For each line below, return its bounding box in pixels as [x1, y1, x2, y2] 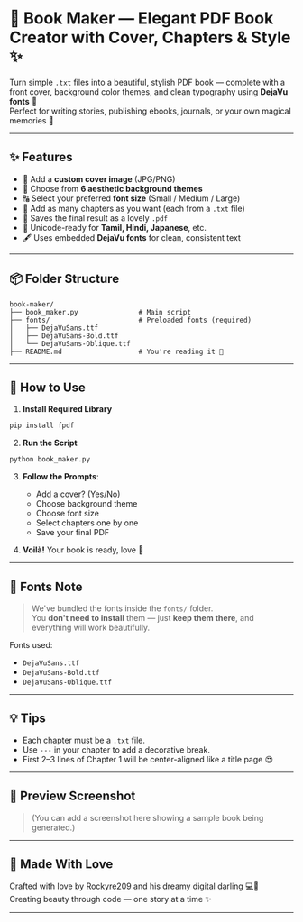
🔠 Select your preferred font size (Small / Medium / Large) [22, 193, 241, 204]
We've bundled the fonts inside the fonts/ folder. [31, 603, 214, 614]
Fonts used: [9, 639, 53, 650]
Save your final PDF [35, 527, 110, 538]
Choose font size [35, 508, 99, 519]
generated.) [31, 822, 76, 833]
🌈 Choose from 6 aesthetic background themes [22, 183, 203, 194]
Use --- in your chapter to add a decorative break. [22, 744, 210, 755]
